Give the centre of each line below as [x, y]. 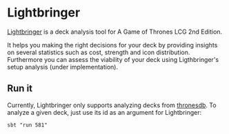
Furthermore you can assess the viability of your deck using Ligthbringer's [113, 59]
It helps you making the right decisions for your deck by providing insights [112, 45]
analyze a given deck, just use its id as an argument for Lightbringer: [104, 112]
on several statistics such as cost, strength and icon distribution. [99, 52]
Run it [20, 88]
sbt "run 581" [28, 125]
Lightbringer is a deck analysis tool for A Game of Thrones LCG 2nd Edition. [115, 32]
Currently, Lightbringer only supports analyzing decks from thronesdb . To [112, 105]
